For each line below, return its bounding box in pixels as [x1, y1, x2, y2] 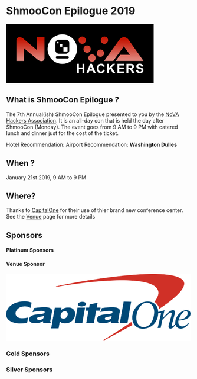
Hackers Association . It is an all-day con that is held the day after [6, 117, 164, 124]
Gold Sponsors [6, 349, 50, 358]
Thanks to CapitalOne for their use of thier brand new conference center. [6, 207, 183, 214]
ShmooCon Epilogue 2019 [6, 4, 136, 18]
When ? [6, 158, 35, 168]
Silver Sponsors [6, 365, 53, 374]
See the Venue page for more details [6, 213, 96, 220]
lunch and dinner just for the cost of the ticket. [6, 129, 119, 137]
